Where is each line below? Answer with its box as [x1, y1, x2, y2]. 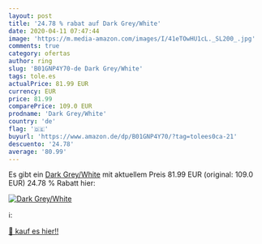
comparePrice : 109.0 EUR [8, 102, 92, 110]
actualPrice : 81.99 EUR [8, 79, 89, 88]
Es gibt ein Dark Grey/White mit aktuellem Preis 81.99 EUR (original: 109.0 [8, 169, 254, 179]
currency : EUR [8, 87, 57, 96]
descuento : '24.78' [8, 139, 75, 148]
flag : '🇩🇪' [8, 125, 49, 133]
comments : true [8, 42, 60, 50]
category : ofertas [8, 49, 71, 58]
